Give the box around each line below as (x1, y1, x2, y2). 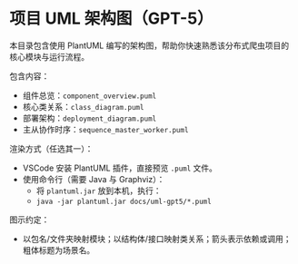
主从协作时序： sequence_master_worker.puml (22, 123, 189, 134)
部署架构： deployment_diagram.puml (22, 112, 157, 123)
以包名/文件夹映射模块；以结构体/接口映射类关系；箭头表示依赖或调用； (22, 233, 292, 244)
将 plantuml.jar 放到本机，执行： (35, 185, 162, 196)
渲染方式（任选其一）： (9, 142, 94, 154)
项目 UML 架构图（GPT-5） (9, 8, 214, 29)
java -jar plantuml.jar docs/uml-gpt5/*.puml (35, 197, 212, 206)
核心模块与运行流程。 (9, 51, 89, 62)
